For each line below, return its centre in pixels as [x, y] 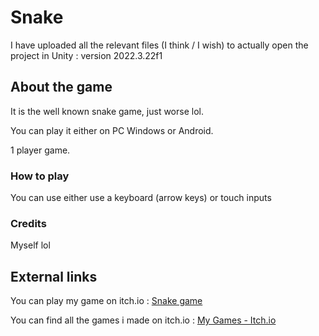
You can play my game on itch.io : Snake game [106, 301]
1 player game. [40, 150]
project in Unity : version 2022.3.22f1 [86, 55]
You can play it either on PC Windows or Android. [112, 130]
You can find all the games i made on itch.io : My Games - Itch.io [143, 320]
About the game [61, 87]
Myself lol [30, 245]
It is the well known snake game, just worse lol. [107, 111]
